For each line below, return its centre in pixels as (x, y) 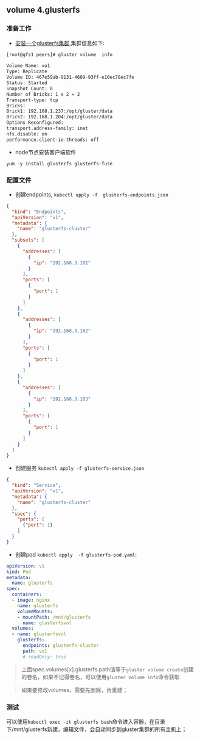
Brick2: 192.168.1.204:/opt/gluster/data (60, 117)
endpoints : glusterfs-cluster (60, 646)
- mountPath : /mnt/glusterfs (54, 617)
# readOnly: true (44, 657)
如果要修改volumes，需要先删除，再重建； (74, 690)
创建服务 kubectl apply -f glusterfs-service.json (80, 468)
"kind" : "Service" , (36, 485)
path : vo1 (35, 651)
